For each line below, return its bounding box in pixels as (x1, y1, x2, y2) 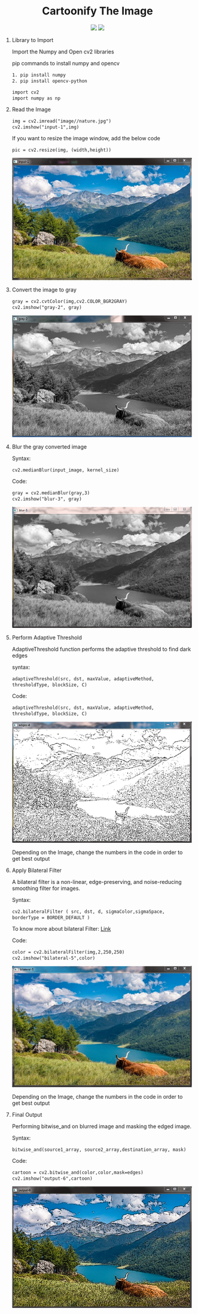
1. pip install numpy (11, 72, 66, 78)
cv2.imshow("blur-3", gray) (11, 496, 82, 502)
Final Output (11, 1111, 42, 1118)
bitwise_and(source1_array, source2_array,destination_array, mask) (11, 1147, 187, 1153)
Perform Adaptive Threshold (11, 634, 83, 641)
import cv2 (11, 89, 39, 95)
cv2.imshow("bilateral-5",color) (11, 955, 96, 961)
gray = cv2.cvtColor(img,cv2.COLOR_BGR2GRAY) (11, 298, 127, 304)
